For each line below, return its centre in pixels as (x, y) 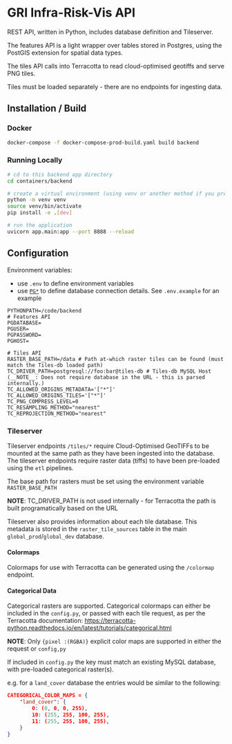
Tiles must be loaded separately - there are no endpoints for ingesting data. (115, 86)
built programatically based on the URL (63, 508)
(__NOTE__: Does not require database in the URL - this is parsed (106, 377)
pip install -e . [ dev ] (40, 213)
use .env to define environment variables (75, 283)
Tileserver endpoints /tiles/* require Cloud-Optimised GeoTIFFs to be (108, 446)
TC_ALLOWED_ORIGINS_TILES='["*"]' (57, 396)
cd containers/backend (40, 181)
